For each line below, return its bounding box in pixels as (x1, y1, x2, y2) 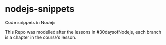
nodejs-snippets (5, 3, 75, 15)
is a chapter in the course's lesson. (5, 34, 77, 40)
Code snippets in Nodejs (5, 20, 55, 25)
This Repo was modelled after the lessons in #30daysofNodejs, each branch (5, 29, 162, 35)
